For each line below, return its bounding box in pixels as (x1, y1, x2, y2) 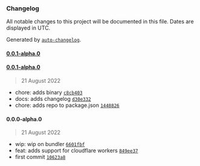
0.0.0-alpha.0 (6, 115, 42, 123)
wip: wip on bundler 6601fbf (15, 141, 85, 148)
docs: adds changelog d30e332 (15, 95, 92, 103)
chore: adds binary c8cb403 (15, 89, 83, 96)
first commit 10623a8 (15, 153, 66, 161)
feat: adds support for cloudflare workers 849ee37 (15, 147, 138, 155)
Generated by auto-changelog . (6, 36, 82, 43)
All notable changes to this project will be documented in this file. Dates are (6, 18, 195, 25)
